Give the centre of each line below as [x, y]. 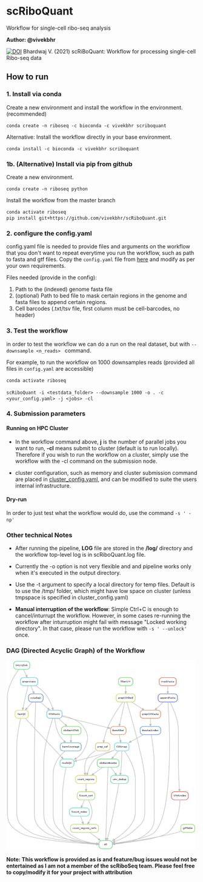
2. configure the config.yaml [49, 233]
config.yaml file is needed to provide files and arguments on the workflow [98, 247]
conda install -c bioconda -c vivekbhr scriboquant [73, 149]
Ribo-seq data [24, 58]
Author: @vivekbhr [31, 39]
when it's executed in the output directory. [68, 573]
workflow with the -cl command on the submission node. [86, 461]
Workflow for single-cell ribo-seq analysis [58, 28]
